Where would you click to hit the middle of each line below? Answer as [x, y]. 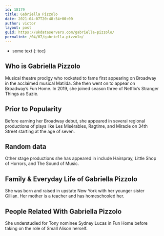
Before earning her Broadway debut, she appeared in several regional [75, 121]
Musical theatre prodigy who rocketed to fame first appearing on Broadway [81, 78]
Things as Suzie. [22, 94]
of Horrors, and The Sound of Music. [42, 164]
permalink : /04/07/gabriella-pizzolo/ [44, 37]
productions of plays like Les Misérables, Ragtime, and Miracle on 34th [76, 126]
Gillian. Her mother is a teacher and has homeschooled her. [65, 196]
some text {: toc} [29, 51]
